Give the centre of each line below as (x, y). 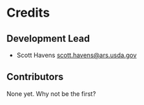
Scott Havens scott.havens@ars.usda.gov (77, 55)
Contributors (35, 77)
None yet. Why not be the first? (51, 94)
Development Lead (48, 39)
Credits (28, 13)
